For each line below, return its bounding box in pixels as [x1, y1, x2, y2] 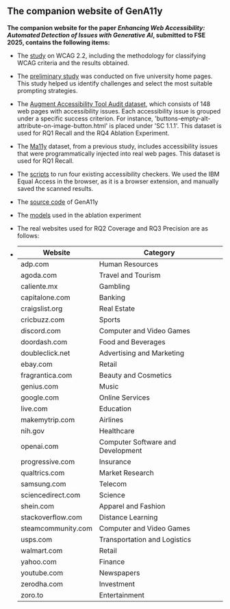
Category [143, 248, 175, 257]
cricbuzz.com [20, 315, 65, 324]
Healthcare [99, 426, 135, 435]
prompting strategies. [16, 86, 78, 94]
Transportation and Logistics [99, 534, 192, 544]
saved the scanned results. [16, 184, 94, 192]
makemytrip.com [20, 415, 75, 424]
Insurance [99, 456, 131, 466]
